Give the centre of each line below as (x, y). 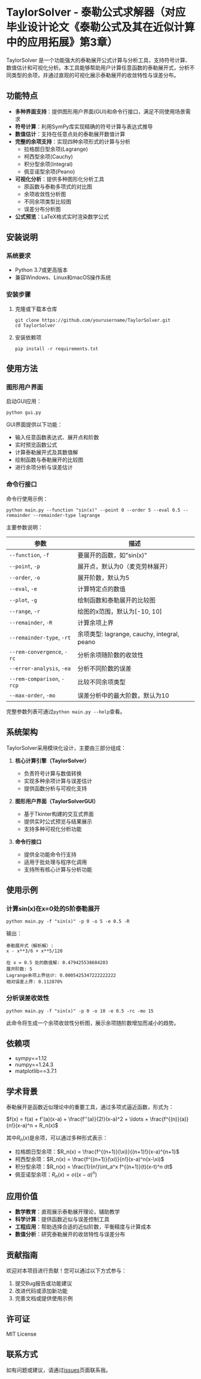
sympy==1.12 (31, 1058)
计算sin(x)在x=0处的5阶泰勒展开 (53, 908)
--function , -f (29, 555)
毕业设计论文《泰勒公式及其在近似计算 (101, 27)
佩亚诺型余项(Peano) (49, 171)
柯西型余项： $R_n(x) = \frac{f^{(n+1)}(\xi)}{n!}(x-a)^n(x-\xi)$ (89, 1159)
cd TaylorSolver (35, 325)
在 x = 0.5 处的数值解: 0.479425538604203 (57, 963)
